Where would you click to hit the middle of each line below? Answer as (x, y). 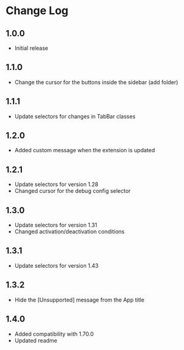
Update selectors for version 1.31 (56, 225)
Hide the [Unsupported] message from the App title (79, 300)
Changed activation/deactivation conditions (69, 231)
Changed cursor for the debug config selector (72, 191)
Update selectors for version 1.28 (57, 184)
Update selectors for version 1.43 (57, 265)
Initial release (31, 48)
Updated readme (36, 340)
